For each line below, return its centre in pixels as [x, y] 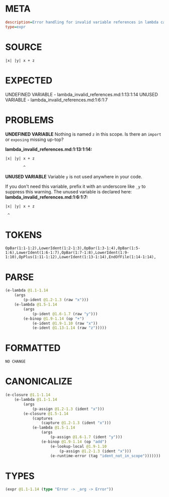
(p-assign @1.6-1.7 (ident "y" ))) [86, 437]
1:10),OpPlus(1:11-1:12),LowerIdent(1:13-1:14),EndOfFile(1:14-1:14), [81, 257]
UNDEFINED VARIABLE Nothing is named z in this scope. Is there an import [83, 134]
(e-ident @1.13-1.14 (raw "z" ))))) [69, 328]
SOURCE [24, 47]
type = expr [16, 27]
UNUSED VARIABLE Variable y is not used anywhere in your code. [74, 176]
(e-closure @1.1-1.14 [28, 395]
